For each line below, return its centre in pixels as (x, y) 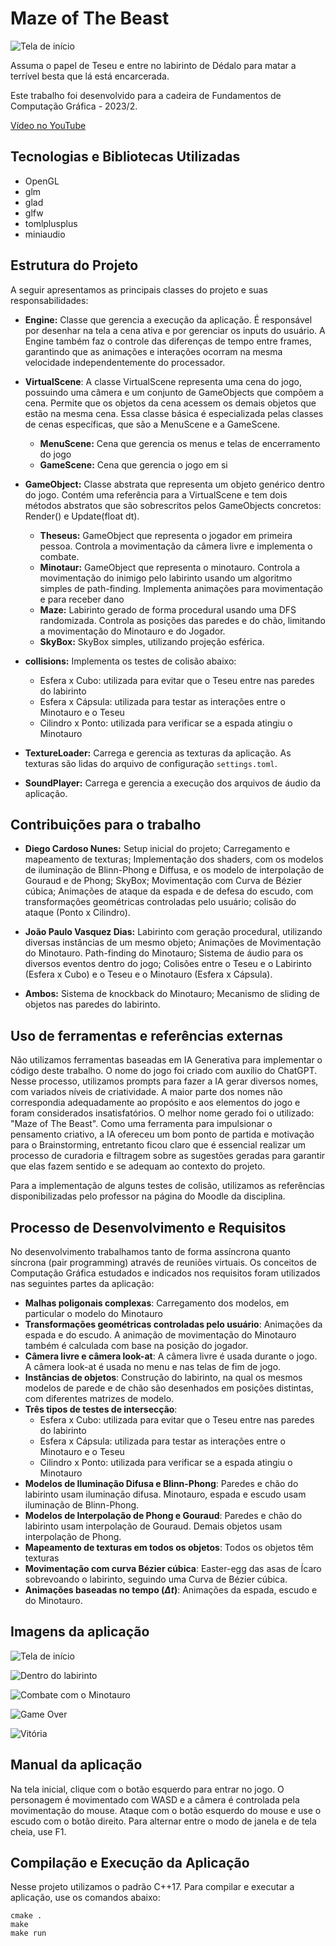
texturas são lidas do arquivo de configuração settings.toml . (151, 763)
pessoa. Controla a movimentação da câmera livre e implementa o (176, 546)
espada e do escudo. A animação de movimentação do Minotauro (160, 1335)
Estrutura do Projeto (74, 265)
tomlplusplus (51, 223)
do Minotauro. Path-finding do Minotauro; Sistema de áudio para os (164, 953)
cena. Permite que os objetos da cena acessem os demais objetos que (170, 403)
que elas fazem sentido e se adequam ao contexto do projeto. (138, 1166)
